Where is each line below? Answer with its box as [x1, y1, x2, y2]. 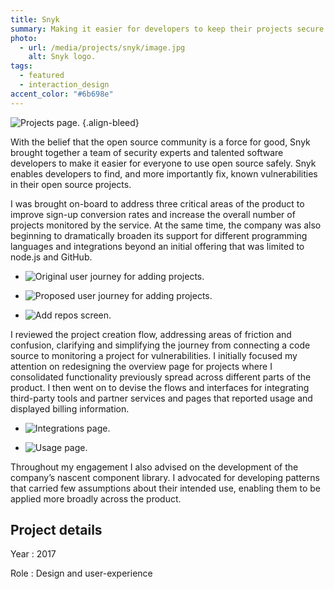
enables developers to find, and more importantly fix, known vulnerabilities [10, 167, 318, 180]
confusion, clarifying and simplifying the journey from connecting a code [10, 339, 311, 351]
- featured [19, 71, 65, 81]
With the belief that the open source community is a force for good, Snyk [10, 136, 311, 148]
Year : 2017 [10, 548, 57, 560]
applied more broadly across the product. [10, 492, 182, 505]
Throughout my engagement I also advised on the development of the [10, 461, 299, 473]
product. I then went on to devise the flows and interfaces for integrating [10, 381, 310, 393]
